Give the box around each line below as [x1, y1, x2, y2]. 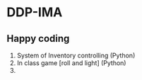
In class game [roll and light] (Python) [16, 59, 126, 67]
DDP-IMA [6, 4, 63, 21]
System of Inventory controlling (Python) [16, 51, 136, 59]
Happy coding [6, 33, 70, 45]
